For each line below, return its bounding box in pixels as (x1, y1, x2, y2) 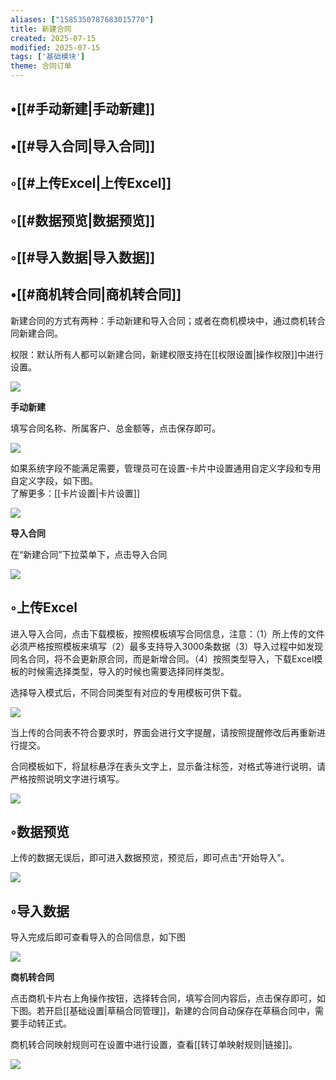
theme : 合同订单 (10, 61, 72, 71)
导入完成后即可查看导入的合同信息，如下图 (10, 931, 186, 943)
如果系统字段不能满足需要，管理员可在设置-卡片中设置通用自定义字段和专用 (10, 462, 322, 474)
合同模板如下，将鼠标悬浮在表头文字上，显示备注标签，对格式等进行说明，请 (10, 760, 326, 772)
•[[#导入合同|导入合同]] (10, 137, 156, 155)
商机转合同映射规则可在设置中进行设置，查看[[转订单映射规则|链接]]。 (10, 1039, 298, 1051)
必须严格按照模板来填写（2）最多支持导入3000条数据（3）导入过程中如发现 (10, 640, 324, 652)
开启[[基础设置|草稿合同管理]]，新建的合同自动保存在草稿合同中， (44, 1005, 316, 1017)
